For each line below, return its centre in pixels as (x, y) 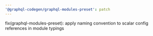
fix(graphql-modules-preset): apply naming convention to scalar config (77, 23)
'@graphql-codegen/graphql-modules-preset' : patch (58, 9)
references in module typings (35, 28)
